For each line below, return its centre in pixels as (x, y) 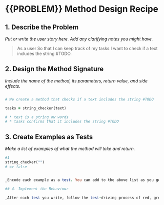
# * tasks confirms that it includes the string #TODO (62, 122)
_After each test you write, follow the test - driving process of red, (78, 198)
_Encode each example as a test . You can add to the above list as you (79, 180)
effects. (13, 86)
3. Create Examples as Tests (49, 137)
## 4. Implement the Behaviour (37, 189)
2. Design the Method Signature (54, 69)
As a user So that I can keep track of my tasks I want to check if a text (87, 48)
